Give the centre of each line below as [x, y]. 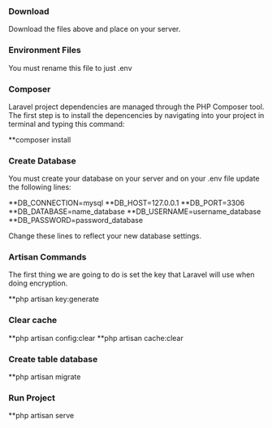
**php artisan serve [41, 416]
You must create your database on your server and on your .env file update [134, 179]
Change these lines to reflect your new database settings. [105, 236]
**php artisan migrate [45, 377]
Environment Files [45, 50]
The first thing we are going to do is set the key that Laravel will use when [132, 275]
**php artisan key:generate [54, 299]
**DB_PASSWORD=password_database [76, 221]
